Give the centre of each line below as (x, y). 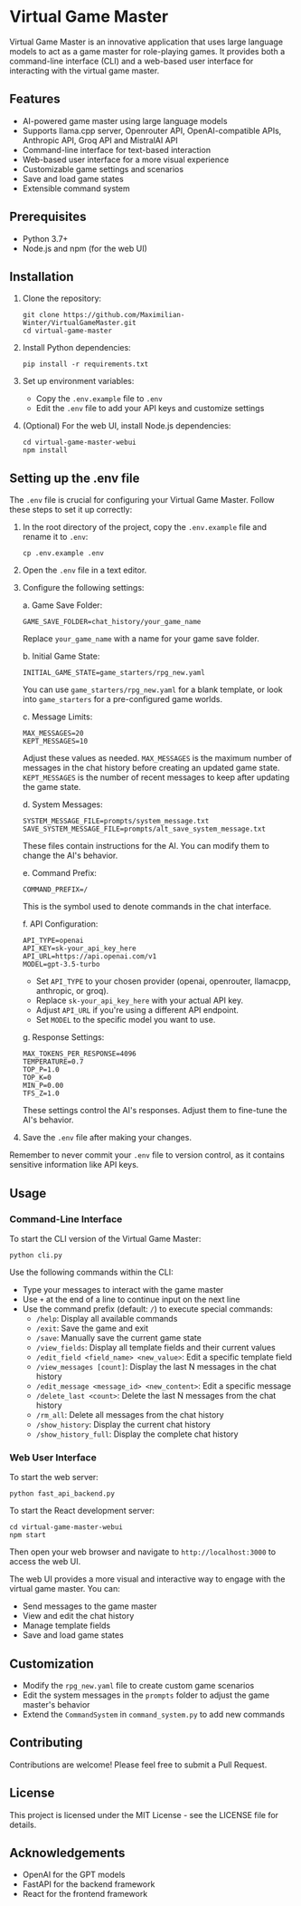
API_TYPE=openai (53, 941)
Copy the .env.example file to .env (99, 399)
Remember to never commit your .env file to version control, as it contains (147, 1155)
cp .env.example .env (63, 554)
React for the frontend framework (85, 1894)
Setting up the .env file (75, 478)
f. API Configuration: (60, 924)
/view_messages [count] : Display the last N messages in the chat (156, 1366)
